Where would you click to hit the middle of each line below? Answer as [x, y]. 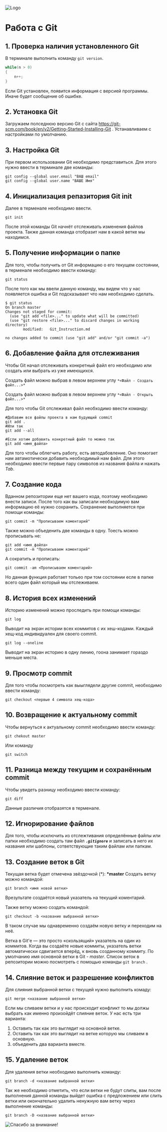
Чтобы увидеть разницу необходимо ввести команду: [63, 790]
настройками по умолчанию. [36, 134]
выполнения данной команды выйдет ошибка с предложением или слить [84, 1096]
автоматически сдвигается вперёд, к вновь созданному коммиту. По [79, 951]
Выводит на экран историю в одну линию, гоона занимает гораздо [77, 652]
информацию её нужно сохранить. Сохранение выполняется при [75, 507]
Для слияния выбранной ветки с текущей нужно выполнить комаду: [78, 990]
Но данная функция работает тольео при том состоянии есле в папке [79, 577]
